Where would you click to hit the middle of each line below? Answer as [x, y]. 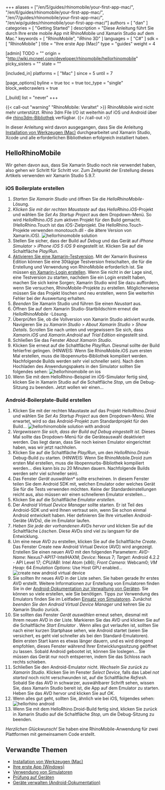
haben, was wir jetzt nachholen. [45, 447]
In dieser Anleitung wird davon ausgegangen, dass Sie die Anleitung [74, 127]
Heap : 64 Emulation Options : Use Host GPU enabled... [68, 568]
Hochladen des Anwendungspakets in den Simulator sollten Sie [77, 366]
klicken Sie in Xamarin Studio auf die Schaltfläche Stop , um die [76, 382]
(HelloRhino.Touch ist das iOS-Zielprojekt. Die [59, 225]
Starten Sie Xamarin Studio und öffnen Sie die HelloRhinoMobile [77, 199]
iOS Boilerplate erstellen [35, 188]
